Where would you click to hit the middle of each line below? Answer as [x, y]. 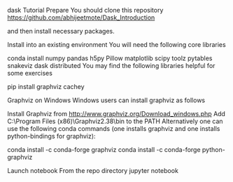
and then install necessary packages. [61, 31]
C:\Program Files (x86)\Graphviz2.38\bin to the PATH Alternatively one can [115, 121]
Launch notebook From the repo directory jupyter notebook [93, 170]
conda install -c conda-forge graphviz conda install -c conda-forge [104, 149]
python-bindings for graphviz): [51, 136]
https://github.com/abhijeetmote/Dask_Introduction [81, 17]
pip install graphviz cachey [46, 86]
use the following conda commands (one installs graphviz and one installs [114, 128]
